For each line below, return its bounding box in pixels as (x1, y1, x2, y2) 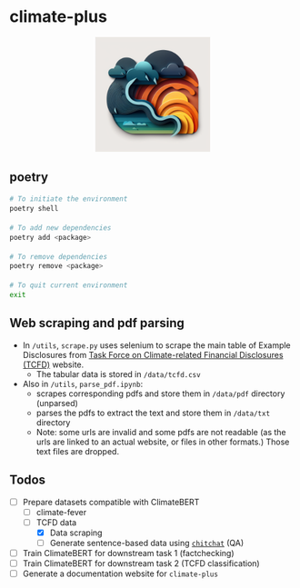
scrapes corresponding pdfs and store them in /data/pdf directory (35, 388, 285, 399)
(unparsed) (35, 397, 79, 408)
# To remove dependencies (9, 252, 107, 261)
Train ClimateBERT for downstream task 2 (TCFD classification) (22, 557, 261, 569)
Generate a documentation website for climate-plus (22, 568, 218, 579)
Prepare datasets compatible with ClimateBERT (22, 496, 200, 507)
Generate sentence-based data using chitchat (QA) (49, 537, 245, 548)
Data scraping (49, 527, 103, 538)
